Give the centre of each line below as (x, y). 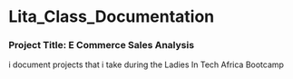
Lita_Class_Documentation (112, 17)
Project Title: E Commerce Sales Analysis (102, 45)
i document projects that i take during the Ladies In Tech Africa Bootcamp (146, 64)
